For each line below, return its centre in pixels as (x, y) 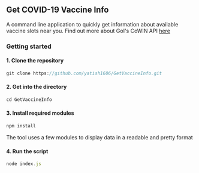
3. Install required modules (40, 113)
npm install (21, 126)
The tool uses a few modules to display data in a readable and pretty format (99, 137)
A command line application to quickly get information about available (92, 24)
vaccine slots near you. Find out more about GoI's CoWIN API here (88, 31)
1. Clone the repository (35, 61)
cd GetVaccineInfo (29, 100)
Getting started (29, 46)
